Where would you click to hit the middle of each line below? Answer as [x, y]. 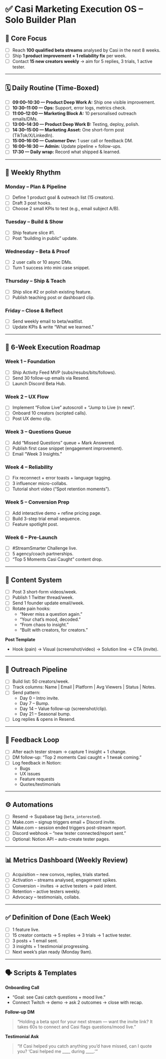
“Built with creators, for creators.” [54, 630]
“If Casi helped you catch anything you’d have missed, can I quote [84, 1046]
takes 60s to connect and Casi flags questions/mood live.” [77, 1027]
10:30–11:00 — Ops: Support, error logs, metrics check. [69, 108]
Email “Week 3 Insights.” [37, 454]
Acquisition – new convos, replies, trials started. [61, 875]
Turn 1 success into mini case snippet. [51, 268]
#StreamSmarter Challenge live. [45, 548]
